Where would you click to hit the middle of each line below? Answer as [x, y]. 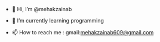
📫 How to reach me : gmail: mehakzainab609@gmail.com [83, 32]
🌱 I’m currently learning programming [58, 20]
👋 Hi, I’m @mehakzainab [42, 9]
